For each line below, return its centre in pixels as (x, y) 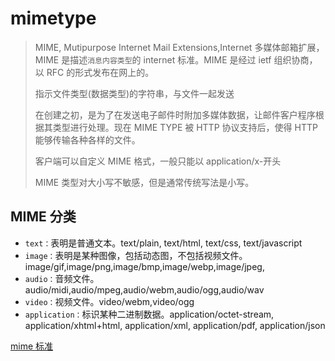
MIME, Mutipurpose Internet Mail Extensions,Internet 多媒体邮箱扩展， (179, 47)
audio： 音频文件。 (62, 278)
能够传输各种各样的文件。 (87, 139)
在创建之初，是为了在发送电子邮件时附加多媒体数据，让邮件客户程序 (175, 114)
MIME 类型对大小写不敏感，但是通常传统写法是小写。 (144, 182)
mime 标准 (32, 346)
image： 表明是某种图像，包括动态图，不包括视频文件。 (136, 255)
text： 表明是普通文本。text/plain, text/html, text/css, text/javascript (163, 243)
